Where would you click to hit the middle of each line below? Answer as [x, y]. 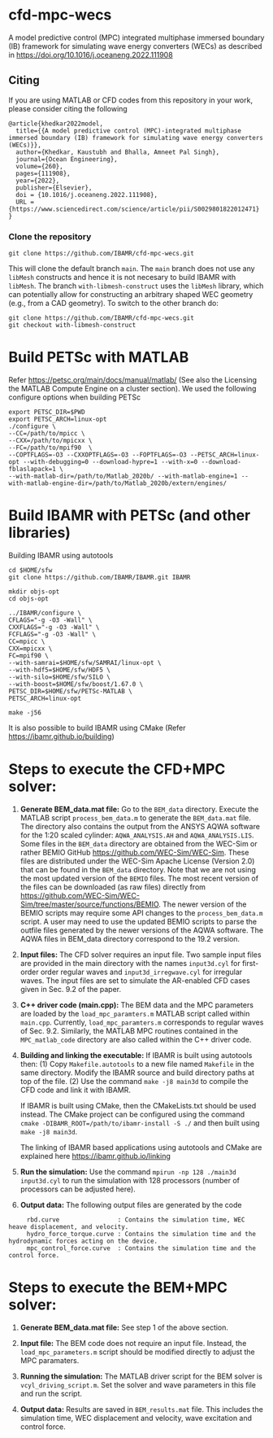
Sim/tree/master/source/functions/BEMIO [89, 904]
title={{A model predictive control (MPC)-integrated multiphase [129, 131]
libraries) [40, 533]
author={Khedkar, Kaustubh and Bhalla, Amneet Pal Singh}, [118, 152]
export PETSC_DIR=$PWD [47, 412]
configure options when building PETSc [75, 397]
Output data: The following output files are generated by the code [131, 1204]
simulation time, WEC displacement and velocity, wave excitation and [136, 1418]
